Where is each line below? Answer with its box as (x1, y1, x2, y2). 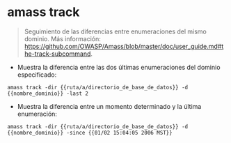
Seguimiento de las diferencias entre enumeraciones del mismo (24, 27, 207, 36)
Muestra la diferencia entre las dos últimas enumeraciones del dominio (17, 63, 221, 71)
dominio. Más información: (24, 34, 101, 43)
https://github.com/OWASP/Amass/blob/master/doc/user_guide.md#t (24, 42, 224, 50)
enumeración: (17, 110, 58, 118)
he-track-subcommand (24, 50, 91, 58)
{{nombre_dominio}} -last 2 (7, 90, 89, 97)
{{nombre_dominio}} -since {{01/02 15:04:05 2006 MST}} (7, 129, 173, 136)
